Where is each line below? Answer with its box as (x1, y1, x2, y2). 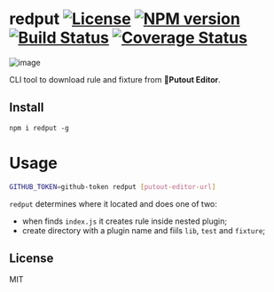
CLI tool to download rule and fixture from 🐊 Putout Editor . (9, 74, 222, 84)
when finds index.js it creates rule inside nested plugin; (21, 216, 228, 226)
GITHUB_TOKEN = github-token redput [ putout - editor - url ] (9, 182, 216, 191)
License (9, 250, 54, 265)
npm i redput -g (9, 123, 69, 132)
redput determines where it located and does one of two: (9, 198, 217, 209)
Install (9, 100, 44, 115)
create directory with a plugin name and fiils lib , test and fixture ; (21, 225, 266, 235)
